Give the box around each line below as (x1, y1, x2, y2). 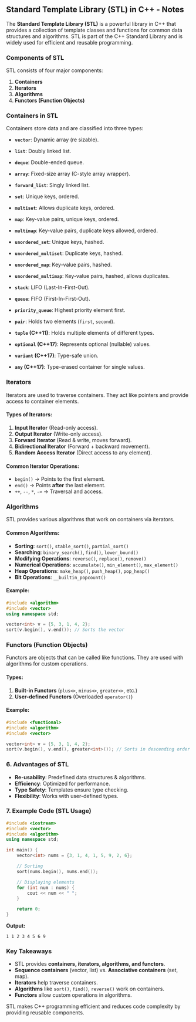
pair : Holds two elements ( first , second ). (14, 318, 115, 325)
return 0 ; (16, 906, 41, 912)
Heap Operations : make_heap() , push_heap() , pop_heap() (14, 567, 150, 574)
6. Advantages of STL (6, 760, 69, 769)
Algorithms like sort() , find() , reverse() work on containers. (14, 985, 164, 993)
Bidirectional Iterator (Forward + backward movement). (14, 443, 150, 450)
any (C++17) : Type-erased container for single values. (14, 364, 145, 371)
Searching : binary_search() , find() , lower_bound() (14, 548, 139, 556)
